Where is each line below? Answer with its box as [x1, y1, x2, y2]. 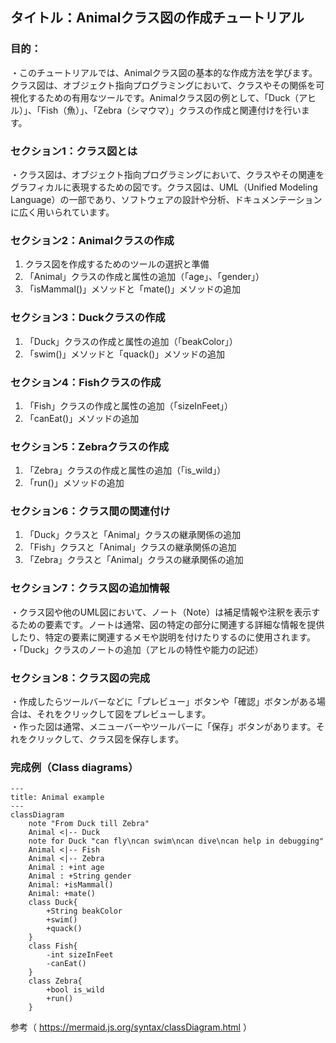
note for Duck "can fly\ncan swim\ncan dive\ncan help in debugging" [28, 836, 325, 847]
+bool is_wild [46, 985, 105, 995]
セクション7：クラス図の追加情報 [10, 581, 170, 595]
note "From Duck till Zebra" [28, 819, 150, 829]
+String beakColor [46, 906, 123, 917]
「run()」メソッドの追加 [24, 477, 125, 489]
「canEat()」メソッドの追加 [24, 412, 140, 424]
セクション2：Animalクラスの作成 [10, 233, 175, 247]
